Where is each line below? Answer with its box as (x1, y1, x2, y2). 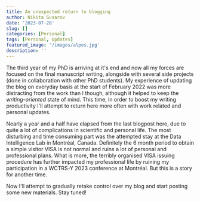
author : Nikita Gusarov (6, 14, 66, 20)
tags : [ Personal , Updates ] (6, 36, 73, 42)
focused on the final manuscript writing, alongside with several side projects (6, 70, 194, 78)
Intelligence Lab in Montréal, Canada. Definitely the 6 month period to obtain (6, 139, 194, 146)
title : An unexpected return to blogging (6, 8, 111, 15)
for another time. (6, 171, 48, 178)
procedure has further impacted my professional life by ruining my (6, 158, 170, 165)
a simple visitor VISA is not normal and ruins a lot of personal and (6, 145, 167, 152)
